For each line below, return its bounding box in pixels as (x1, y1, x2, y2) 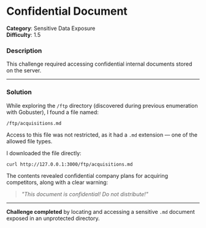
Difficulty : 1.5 (6, 31, 41, 38)
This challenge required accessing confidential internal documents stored (6, 60, 193, 68)
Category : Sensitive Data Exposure (6, 25, 96, 32)
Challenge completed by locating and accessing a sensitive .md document (6, 208, 195, 215)
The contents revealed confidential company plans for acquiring (6, 172, 169, 179)
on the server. (6, 67, 42, 74)
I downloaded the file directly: (6, 149, 82, 157)
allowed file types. (6, 137, 53, 145)
